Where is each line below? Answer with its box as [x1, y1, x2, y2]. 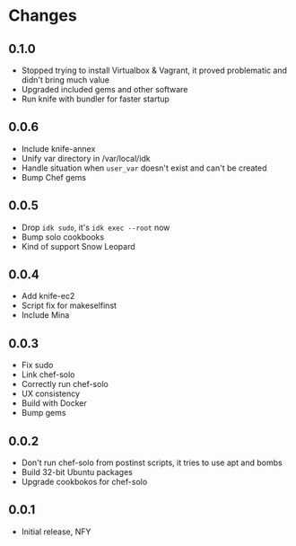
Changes [8, 5, 77, 26]
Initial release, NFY [21, 526, 91, 537]
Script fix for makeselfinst [21, 300, 118, 311]
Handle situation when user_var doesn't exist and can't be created [21, 163, 267, 173]
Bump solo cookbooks [21, 231, 105, 242]
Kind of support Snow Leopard [21, 241, 135, 251]
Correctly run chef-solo [21, 379, 109, 390]
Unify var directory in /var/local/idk [21, 153, 152, 163]
